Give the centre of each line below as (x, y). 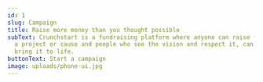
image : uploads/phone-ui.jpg (55, 66)
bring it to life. (45, 52)
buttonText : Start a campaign (57, 59)
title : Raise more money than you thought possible (93, 30)
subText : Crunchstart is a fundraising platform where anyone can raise (129, 37)
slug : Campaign (32, 23)
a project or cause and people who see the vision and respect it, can (134, 45)
